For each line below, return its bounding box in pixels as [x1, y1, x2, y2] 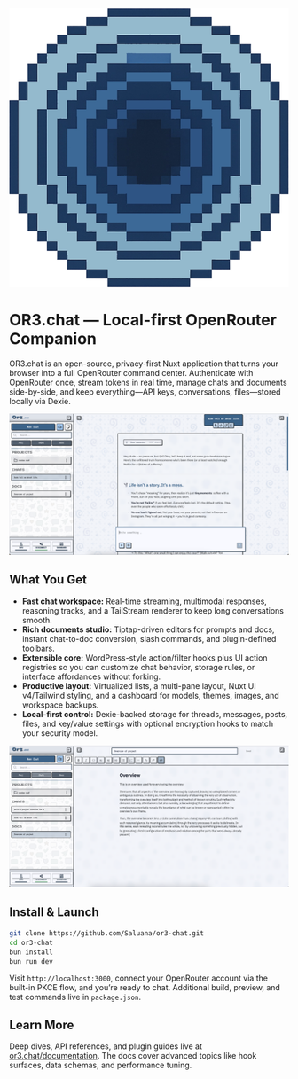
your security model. [21, 727, 98, 739]
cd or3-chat [9, 938, 53, 947]
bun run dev [9, 957, 53, 966]
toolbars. [21, 643, 55, 653]
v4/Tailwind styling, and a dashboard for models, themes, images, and [21, 690, 279, 700]
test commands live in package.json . [9, 992, 142, 1003]
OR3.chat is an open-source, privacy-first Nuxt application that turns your [9, 358, 279, 369]
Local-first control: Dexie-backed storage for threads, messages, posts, [21, 708, 288, 719]
